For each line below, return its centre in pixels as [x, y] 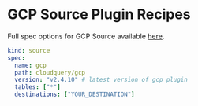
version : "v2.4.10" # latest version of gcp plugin [101, 80]
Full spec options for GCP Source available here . [86, 36]
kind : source [29, 50]
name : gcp [30, 65]
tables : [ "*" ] [37, 87]
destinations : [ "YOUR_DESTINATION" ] [75, 95]
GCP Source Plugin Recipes [99, 15]
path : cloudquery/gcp [50, 72]
